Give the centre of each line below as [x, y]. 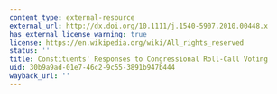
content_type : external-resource [72, 17]
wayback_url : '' [40, 76]
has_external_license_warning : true [78, 34]
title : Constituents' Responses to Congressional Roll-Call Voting [139, 59]
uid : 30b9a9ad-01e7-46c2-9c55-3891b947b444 [92, 68]
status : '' [30, 51]
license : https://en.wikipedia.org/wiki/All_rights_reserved [127, 43]
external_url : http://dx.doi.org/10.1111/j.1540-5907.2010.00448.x [139, 26]
